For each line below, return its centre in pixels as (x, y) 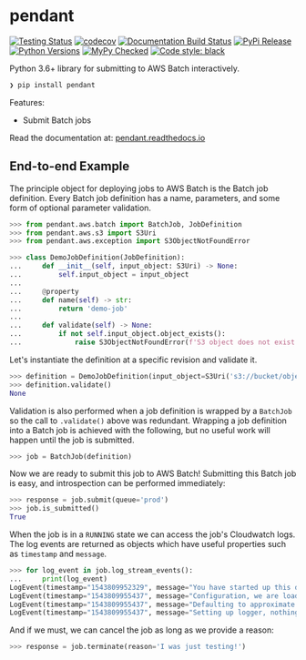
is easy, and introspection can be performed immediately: (117, 483)
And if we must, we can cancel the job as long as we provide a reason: (142, 630)
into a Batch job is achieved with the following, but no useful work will (140, 430)
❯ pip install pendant (52, 85)
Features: (27, 102)
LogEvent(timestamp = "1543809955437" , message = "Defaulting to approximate (153, 604)
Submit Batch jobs (57, 120)
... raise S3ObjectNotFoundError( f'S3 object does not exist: (154, 342)
